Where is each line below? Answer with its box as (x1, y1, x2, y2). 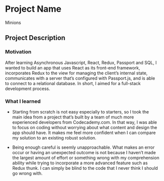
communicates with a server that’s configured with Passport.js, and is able (5, 75, 155, 81)
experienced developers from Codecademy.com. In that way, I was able (12, 119, 158, 125)
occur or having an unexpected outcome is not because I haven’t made (12, 149, 156, 155)
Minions (5, 20, 21, 25)
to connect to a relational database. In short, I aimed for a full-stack (5, 80, 141, 86)
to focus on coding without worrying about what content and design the (12, 124, 158, 130)
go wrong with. (12, 170, 43, 176)
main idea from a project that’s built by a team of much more (12, 114, 134, 120)
